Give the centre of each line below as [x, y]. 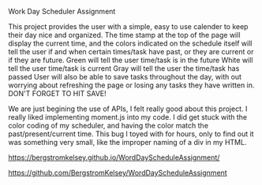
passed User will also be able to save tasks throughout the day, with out [125, 77]
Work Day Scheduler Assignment [62, 11]
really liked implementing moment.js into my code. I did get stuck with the [127, 117]
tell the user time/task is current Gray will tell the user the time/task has [124, 68]
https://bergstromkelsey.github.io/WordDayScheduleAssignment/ [114, 157]
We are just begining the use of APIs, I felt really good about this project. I [128, 109]
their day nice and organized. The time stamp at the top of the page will [124, 35]
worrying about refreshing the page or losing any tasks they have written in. [131, 85]
